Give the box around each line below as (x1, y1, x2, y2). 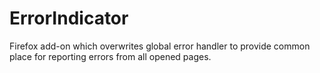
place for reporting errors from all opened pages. (9, 50, 212, 62)
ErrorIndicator (9, 7, 129, 30)
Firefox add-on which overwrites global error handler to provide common (9, 40, 311, 52)
